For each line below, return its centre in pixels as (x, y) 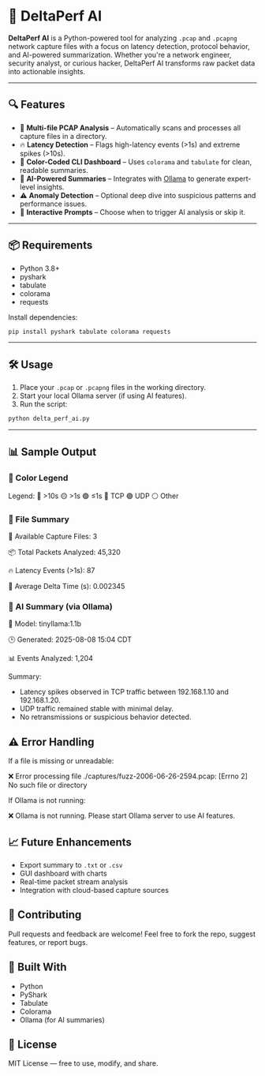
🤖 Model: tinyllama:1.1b (45, 624)
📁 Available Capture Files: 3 (53, 537)
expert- (239, 178)
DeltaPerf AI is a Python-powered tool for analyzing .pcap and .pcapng (123, 38)
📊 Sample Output (52, 452)
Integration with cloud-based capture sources (94, 890)
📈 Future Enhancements (70, 842)
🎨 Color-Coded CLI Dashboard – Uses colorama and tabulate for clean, (136, 162)
